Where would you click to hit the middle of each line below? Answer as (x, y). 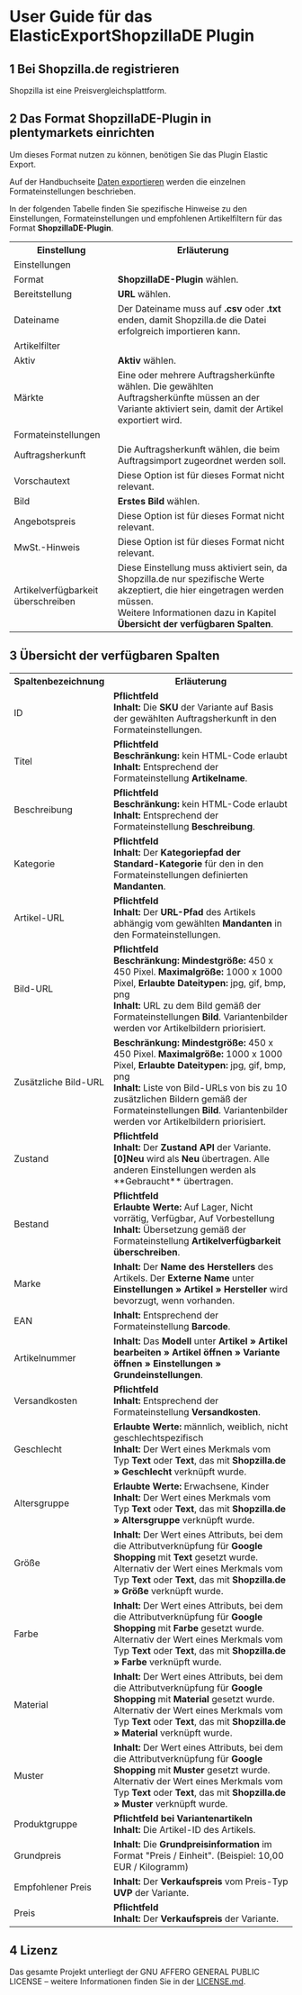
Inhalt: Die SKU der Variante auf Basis (194, 707)
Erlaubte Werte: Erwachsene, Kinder (191, 1486)
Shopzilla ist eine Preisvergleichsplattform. (88, 91)
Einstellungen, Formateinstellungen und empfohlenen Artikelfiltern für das (146, 218)
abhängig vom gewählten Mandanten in (198, 923)
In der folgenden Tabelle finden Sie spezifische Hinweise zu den (128, 208)
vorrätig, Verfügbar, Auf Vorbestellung (195, 1218)
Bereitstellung (43, 294)
